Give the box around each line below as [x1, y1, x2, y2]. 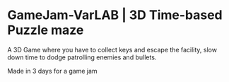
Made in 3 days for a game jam [7, 66, 98, 75]
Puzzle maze [7, 22, 84, 38]
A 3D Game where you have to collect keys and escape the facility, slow [7, 45, 218, 54]
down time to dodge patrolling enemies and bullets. [7, 53, 157, 61]
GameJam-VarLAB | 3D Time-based [7, 7, 223, 23]
